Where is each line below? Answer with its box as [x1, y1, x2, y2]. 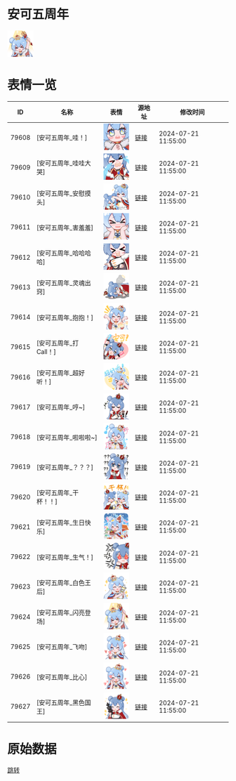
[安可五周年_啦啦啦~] [36, 433, 98, 441]
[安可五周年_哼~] [36, 403, 86, 412]
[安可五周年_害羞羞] [36, 223, 93, 232]
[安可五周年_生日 [36, 518, 86, 527]
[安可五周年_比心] [36, 672, 88, 681]
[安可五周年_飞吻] [36, 643, 88, 651]
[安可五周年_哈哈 [36, 249, 86, 257]
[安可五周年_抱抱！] [36, 313, 93, 322]
